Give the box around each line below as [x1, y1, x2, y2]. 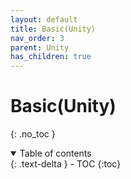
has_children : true [10, 52, 92, 62]
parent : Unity [10, 42, 70, 53]
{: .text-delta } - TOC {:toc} [10, 158, 122, 170]
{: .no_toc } [10, 128, 56, 140]
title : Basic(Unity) [10, 24, 97, 34]
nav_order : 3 [10, 33, 65, 43]
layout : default [10, 14, 78, 25]
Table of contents [19, 147, 92, 160]
